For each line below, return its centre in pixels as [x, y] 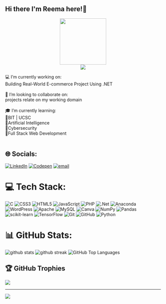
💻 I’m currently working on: [33, 76]
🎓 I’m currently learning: [31, 110]
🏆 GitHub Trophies [35, 268]
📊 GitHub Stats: [39, 235]
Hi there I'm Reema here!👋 [46, 9]
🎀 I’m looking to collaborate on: [37, 94]
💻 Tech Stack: [36, 187]
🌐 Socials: [21, 154]
